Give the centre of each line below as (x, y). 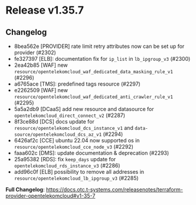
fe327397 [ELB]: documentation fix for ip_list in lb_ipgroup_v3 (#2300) (102, 59)
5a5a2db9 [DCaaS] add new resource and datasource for (84, 109)
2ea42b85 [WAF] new (41, 65)
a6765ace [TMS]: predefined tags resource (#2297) (77, 84)
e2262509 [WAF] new (41, 90)
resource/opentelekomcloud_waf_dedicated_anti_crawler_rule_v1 (94, 97)
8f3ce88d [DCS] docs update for (54, 121)
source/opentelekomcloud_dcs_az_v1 (58, 135)
